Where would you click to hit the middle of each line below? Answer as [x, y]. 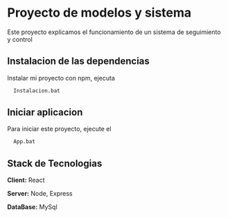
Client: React [26, 180]
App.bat [25, 142]
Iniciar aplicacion [45, 112]
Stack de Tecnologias [55, 163]
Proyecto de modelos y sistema [99, 13]
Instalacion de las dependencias [79, 61]
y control [20, 39]
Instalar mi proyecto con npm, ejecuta [61, 78]
